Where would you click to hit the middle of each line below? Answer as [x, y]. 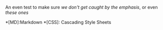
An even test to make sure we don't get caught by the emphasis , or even [81, 7]
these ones [17, 12]
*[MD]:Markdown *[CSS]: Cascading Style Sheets [58, 22]
